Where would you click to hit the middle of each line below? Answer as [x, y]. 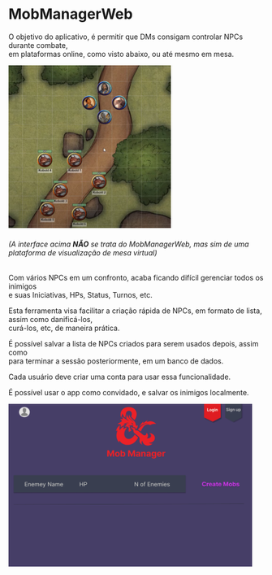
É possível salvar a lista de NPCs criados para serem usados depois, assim [134, 344]
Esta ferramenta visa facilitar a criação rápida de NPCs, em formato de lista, [135, 311]
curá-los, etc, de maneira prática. [64, 328]
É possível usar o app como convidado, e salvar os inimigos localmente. [129, 393]
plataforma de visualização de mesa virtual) [83, 252]
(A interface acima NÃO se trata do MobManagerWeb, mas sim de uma [129, 244]
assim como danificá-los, [51, 320]
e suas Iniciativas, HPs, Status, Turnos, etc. [80, 295]
